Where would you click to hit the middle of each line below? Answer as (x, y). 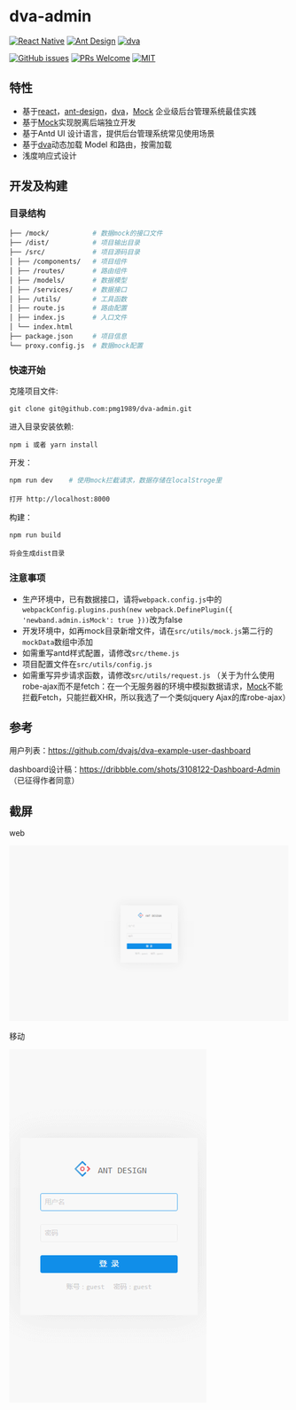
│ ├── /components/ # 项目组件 (68, 262)
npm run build (35, 535)
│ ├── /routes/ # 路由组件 (68, 271)
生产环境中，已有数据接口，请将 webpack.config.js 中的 (122, 599)
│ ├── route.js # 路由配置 (68, 308)
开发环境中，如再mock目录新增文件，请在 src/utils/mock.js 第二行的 (147, 630)
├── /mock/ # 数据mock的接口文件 (86, 234)
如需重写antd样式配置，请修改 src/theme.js (101, 652)
